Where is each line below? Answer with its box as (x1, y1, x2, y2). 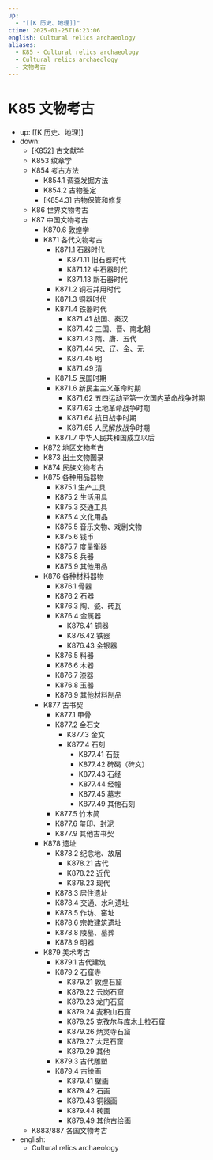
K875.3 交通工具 (54, 502, 108, 512)
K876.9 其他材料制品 (54, 690, 122, 699)
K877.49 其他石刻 (78, 799, 136, 808)
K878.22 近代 (66, 868, 110, 877)
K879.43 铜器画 (66, 1096, 118, 1105)
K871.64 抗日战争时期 (66, 413, 137, 422)
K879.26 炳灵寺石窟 (66, 1026, 132, 1036)
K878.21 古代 (66, 858, 109, 868)
